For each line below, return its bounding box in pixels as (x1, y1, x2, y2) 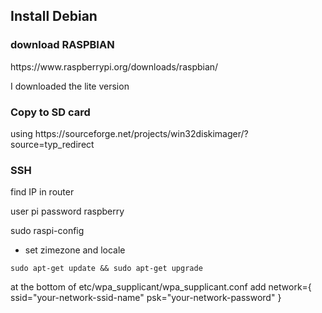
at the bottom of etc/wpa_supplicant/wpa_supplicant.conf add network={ (10, 281, 312, 293)
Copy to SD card (10, 105, 91, 119)
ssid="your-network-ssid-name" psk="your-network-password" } (10, 292, 282, 304)
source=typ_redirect (10, 138, 95, 150)
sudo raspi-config (10, 225, 85, 237)
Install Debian (10, 8, 98, 25)
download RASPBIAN (10, 38, 115, 52)
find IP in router (10, 186, 75, 198)
